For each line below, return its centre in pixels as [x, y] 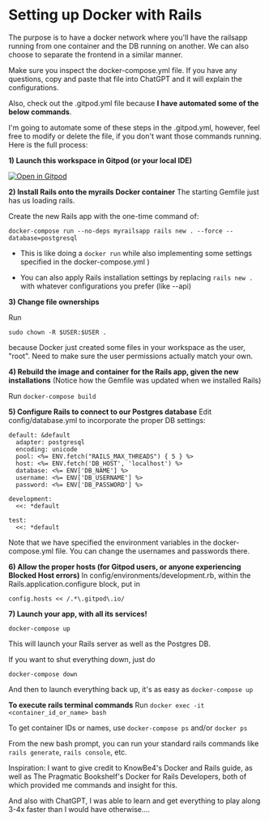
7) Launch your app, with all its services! [78, 614]
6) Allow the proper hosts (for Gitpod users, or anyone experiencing [125, 567]
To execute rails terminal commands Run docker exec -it [107, 705]
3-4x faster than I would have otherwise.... [79, 809]
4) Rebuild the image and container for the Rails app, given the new [124, 371]
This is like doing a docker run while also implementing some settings [136, 253]
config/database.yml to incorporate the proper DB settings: [107, 420]
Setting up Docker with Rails [105, 15]
